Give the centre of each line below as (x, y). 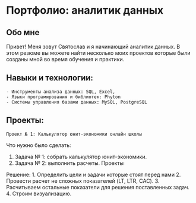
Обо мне (23, 32)
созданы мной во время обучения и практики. (65, 59)
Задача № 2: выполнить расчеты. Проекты (69, 163)
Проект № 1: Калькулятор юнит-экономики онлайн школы (74, 134)
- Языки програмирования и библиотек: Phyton (63, 97)
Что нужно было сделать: (39, 145)
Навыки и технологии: (50, 78)
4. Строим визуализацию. (39, 193)
